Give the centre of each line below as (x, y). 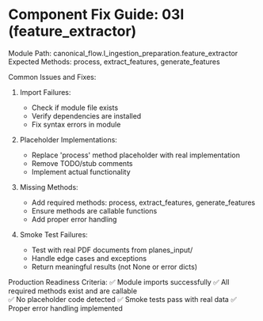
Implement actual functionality (81, 172)
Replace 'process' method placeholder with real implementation (135, 155)
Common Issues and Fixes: (52, 77)
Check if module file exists (75, 108)
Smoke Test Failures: (54, 234)
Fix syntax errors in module (76, 124)
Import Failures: (45, 92)
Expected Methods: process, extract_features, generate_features (114, 62)
